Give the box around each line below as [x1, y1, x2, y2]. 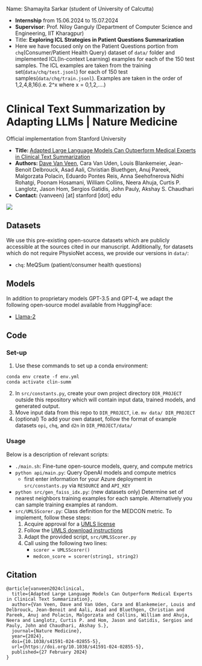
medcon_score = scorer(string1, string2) [33, 553, 139, 560]
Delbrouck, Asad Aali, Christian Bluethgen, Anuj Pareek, [32, 166, 171, 173]
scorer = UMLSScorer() [33, 547, 90, 553]
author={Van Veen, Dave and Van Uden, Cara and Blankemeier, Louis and [11, 601, 196, 608]
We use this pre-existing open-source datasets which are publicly [6, 236, 170, 244]
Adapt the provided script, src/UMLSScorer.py [24, 533, 137, 540]
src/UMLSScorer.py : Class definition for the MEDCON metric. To [14, 507, 172, 514]
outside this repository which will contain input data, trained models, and [14, 396, 196, 404]
